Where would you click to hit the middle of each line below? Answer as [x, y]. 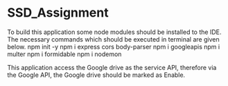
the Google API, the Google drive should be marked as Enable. [96, 75]
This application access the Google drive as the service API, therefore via [112, 67]
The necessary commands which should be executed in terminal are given [113, 39]
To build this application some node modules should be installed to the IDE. [114, 32]
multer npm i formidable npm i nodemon [64, 54]
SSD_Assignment [58, 13]
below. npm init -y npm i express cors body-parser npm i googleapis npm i [114, 46]
